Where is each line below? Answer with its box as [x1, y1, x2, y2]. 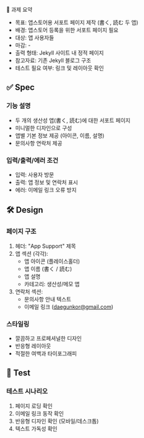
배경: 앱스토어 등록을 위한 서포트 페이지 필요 [15, 27, 119, 33]
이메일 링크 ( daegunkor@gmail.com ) [24, 303, 114, 310]
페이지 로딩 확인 [15, 402, 53, 409]
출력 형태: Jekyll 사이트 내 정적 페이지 [15, 49, 104, 56]
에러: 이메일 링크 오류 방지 [15, 186, 77, 193]
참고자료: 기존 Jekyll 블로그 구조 [15, 57, 91, 64]
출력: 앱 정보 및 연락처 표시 [15, 179, 79, 186]
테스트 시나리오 [6, 387, 48, 395]
